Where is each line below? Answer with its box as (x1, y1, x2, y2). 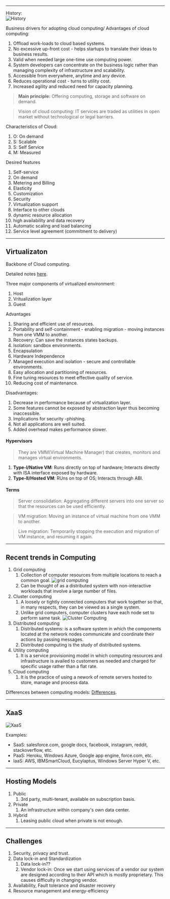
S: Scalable (13, 139, 37, 145)
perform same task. (20, 615, 62, 621)
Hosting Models (6, 777, 57, 786)
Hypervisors (6, 438, 33, 444)
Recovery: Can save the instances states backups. (13, 337, 118, 343)
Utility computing (13, 647, 49, 653)
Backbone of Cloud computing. (6, 261, 71, 267)
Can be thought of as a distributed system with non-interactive (20, 583, 151, 589)
